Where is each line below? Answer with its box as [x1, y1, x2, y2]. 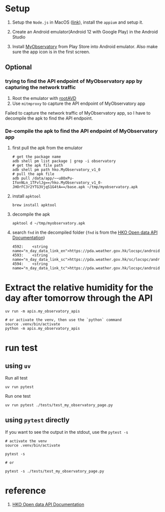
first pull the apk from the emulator [12, 145, 82, 151]
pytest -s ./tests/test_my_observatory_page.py [5, 469, 105, 474]
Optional [5, 63, 32, 71]
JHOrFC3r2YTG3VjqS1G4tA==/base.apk [12, 184, 85, 190]
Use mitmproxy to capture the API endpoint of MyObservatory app [12, 100, 146, 106]
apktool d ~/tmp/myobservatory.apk [12, 221, 85, 225]
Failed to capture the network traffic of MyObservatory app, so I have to [5, 110, 151, 116]
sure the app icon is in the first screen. [12, 49, 90, 55]
